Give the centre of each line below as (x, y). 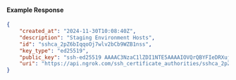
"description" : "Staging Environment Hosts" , (87, 38)
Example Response (35, 10)
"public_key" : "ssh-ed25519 (60, 57)
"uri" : (29, 64)
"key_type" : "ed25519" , (54, 51)
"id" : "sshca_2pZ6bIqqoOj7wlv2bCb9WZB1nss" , (86, 44)
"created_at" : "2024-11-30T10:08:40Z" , (78, 32)
